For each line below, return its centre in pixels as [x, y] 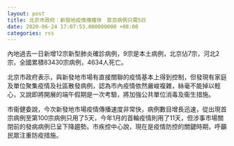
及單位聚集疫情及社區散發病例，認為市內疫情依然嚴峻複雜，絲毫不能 [105, 86]
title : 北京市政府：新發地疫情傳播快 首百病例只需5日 [77, 20]
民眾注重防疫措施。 [35, 136]
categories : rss [31, 33]
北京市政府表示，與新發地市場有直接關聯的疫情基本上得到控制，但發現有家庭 [117, 77]
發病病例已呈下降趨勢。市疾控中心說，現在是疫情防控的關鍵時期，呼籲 [126, 127]
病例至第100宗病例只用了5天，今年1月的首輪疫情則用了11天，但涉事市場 [115, 118]
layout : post [26, 14]
